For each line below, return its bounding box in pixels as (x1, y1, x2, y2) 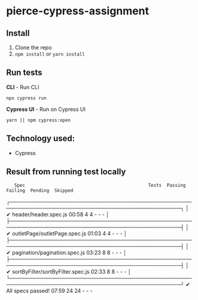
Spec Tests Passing (14, 183, 186, 189)
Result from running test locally (6, 166, 126, 177)
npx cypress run (6, 95, 47, 101)
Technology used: (6, 134, 75, 144)
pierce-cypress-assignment (6, 4, 150, 18)
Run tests (6, 68, 42, 78)
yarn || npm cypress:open (6, 117, 71, 123)
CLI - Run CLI (6, 83, 39, 90)
